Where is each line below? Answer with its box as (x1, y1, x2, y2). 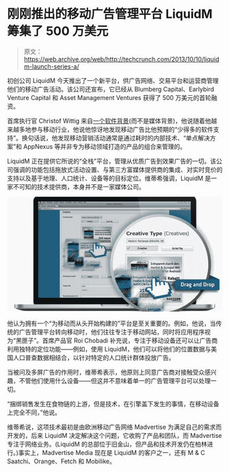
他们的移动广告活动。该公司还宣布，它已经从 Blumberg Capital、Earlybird (7, 85, 215, 93)
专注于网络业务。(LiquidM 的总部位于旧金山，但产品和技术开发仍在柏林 (7, 440, 207, 449)
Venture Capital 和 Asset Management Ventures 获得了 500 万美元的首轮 (7, 93, 212, 101)
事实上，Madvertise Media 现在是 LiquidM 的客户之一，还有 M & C (18, 449, 205, 457)
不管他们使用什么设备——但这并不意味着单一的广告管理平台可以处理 (18, 377, 211, 385)
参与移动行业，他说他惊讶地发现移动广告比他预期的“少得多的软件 (30, 125, 214, 134)
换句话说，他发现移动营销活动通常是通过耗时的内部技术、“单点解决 (21, 134, 211, 142)
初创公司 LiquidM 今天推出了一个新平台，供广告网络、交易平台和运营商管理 (7, 76, 219, 84)
